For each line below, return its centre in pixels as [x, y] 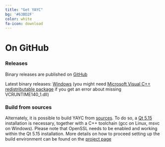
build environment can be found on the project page [58, 139]
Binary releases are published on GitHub [46, 74]
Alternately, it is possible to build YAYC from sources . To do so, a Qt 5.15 [79, 118]
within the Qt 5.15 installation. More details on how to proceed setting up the [82, 134]
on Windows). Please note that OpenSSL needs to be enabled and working [81, 129]
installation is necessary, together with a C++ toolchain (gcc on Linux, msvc [82, 123]
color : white [19, 19]
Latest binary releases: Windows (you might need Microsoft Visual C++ [78, 84]
